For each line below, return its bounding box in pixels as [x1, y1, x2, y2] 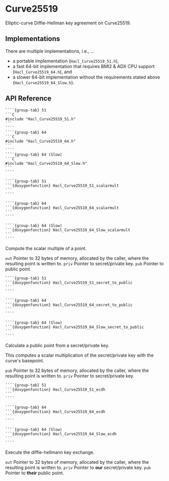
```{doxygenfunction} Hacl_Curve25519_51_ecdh [5, 387, 106, 392]
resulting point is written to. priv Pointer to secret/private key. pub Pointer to [5, 260, 164, 266]
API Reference [5, 94, 52, 103]
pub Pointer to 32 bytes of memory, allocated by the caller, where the [5, 367, 149, 373]
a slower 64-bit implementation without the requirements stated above [12, 74, 160, 80]
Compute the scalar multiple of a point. [5, 245, 87, 251]
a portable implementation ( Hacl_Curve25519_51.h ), [12, 58, 119, 64]
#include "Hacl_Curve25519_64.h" [5, 139, 76, 144]
